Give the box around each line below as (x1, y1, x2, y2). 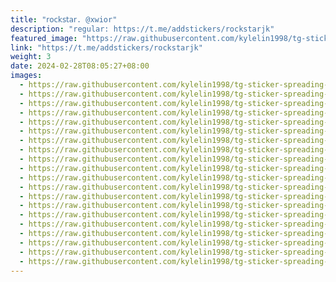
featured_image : (10, 33, 78, 43)
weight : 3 (10, 52, 52, 62)
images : (10, 71, 43, 81)
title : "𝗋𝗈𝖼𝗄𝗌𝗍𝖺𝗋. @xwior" (10, 14, 118, 25)
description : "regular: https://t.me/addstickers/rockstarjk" (10, 24, 275, 34)
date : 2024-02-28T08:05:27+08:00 (10, 61, 150, 71)
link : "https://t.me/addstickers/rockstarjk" (10, 42, 203, 53)
